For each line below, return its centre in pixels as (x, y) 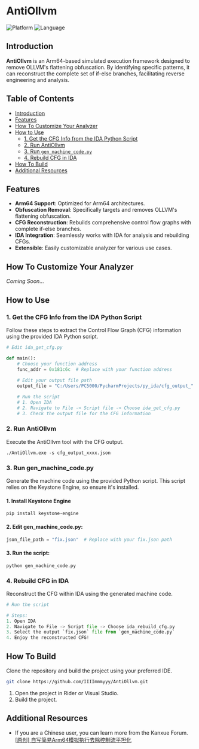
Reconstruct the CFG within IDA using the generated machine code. (90, 593)
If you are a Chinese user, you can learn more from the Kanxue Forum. (101, 733)
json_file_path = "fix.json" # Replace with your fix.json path (89, 540)
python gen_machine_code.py (41, 566)
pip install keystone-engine (42, 514)
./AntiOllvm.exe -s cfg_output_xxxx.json (59, 453)
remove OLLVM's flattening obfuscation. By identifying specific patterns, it (98, 67)
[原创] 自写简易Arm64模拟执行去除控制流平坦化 (73, 739)
